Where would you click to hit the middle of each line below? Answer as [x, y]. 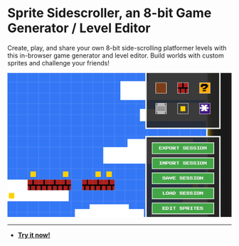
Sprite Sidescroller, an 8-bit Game [110, 13]
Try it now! [34, 235]
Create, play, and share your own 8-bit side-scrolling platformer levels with [117, 48]
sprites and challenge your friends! [59, 63]
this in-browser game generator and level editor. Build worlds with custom [116, 55]
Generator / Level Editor [79, 28]
